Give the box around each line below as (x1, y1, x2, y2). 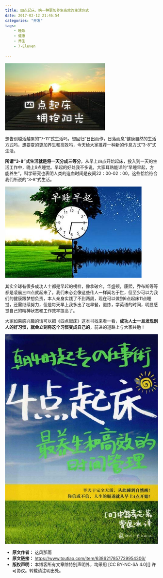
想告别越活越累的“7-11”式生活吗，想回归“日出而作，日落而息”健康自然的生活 (5, 135, 157, 141)
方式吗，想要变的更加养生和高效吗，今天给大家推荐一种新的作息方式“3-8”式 (5, 142, 157, 148)
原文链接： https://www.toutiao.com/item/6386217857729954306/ (12, 556, 146, 561)
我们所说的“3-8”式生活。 (5, 176, 55, 182)
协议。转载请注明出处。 (16, 568, 64, 574)
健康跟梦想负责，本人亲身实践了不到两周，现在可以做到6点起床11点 (13, 295, 147, 301)
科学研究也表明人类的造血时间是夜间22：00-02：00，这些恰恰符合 (24, 170, 158, 176)
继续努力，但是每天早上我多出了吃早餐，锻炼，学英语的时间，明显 (21, 301, 154, 307)
